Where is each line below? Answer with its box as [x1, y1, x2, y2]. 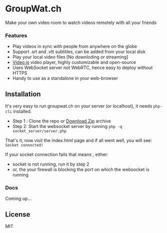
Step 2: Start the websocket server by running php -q [12, 123, 122, 129]
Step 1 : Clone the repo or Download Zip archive [12, 118, 111, 124]
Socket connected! [5, 143, 43, 148]
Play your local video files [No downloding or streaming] [12, 54, 128, 60]
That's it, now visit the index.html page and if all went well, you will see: [5, 137, 152, 143]
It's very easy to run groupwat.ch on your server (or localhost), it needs [5, 103, 152, 109]
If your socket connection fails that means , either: [5, 151, 108, 157]
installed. [13, 108, 32, 114]
